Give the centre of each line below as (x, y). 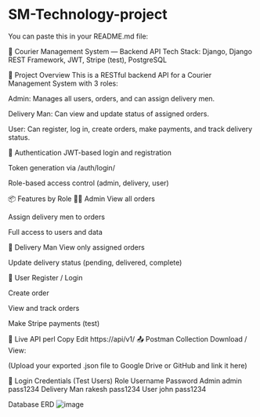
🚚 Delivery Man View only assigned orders (76, 247)
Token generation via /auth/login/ (62, 167)
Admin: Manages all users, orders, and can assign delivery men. (112, 98)
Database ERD (31, 404)
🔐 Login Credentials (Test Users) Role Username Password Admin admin (125, 380)
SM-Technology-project (88, 15)
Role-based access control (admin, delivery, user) (89, 183)
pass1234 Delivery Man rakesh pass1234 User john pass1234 (107, 389)
